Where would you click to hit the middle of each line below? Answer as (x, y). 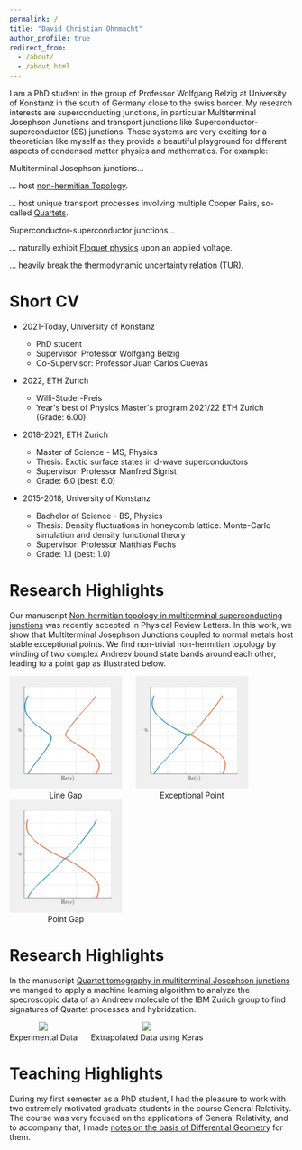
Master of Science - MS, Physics (96, 452)
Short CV (44, 301)
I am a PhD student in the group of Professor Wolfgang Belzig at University (148, 93)
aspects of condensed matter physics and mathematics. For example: (139, 151)
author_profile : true (50, 38)
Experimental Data (44, 1037)
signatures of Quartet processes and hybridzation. (103, 1009)
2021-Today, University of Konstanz (89, 326)
